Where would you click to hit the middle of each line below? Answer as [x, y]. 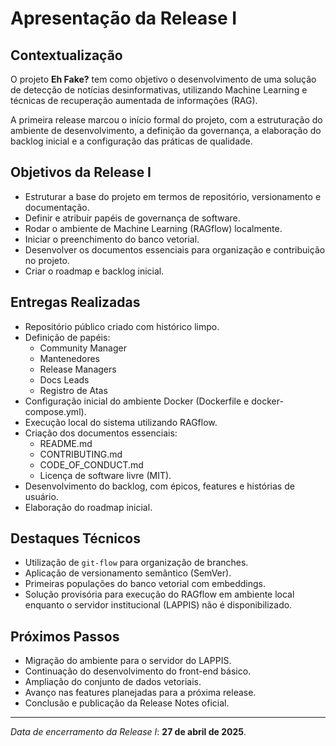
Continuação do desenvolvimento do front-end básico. [138, 671]
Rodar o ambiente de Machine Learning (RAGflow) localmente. [153, 228]
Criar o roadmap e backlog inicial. [94, 271]
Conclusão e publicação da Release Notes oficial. [127, 703]
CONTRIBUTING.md [81, 454]
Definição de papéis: [67, 337]
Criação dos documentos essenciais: [101, 433]
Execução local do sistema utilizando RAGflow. [121, 422]
